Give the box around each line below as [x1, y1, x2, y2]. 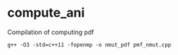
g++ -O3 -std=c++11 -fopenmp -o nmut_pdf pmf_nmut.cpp [7, 41, 172, 48]
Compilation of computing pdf [7, 28, 94, 36]
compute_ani [7, 5, 85, 21]
